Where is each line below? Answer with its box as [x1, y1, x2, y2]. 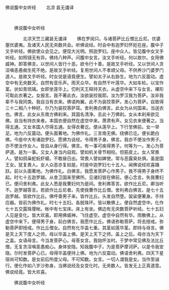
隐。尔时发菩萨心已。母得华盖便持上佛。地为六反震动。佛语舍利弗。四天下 [5, 250, 159, 256]
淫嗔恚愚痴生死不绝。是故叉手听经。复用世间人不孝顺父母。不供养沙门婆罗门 [5, 67, 164, 73]
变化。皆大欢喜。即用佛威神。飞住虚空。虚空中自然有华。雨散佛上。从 [18, 212, 164, 218]
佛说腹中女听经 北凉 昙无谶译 [5, 5, 74, 10]
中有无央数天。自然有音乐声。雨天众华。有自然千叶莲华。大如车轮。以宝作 [9, 80, 164, 86]
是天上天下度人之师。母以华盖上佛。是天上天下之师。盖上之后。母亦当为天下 [5, 231, 164, 237]
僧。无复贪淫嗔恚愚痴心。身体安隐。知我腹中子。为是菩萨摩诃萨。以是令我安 [5, 244, 164, 250]
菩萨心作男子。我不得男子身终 [97, 168, 159, 174]
